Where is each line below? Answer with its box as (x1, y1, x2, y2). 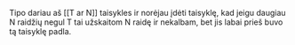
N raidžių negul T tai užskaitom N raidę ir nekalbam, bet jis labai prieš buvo (9, 17, 283, 27)
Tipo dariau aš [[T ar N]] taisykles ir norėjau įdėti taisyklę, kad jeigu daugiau (9, 8, 286, 18)
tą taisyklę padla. (9, 26, 72, 36)
